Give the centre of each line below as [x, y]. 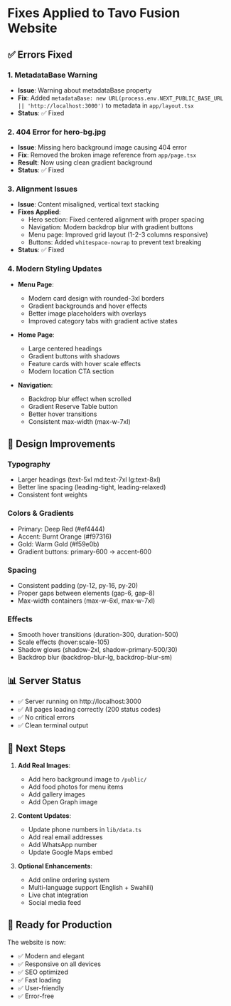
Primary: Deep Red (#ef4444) [61, 529]
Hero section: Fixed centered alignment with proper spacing [116, 219]
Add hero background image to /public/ [87, 779]
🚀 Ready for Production [60, 925]
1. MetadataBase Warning [53, 75]
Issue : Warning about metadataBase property [85, 90]
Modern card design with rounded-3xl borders [96, 298]
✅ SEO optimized [43, 972]
